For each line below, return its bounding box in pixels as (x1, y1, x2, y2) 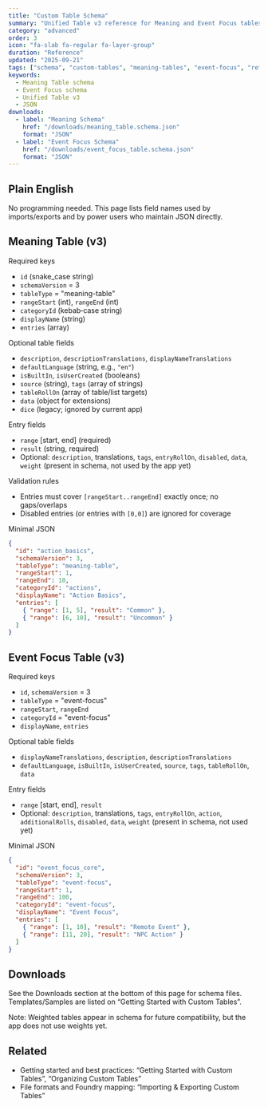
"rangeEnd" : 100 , (15, 893, 73, 902)
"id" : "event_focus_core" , (15, 864, 105, 872)
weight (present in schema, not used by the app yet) (19, 461, 191, 470)
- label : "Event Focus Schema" (15, 137, 120, 146)
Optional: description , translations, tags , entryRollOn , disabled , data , (19, 452, 248, 461)
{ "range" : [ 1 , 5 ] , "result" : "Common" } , (22, 606, 166, 615)
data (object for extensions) (19, 396, 112, 405)
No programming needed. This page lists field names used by (8, 204, 211, 213)
